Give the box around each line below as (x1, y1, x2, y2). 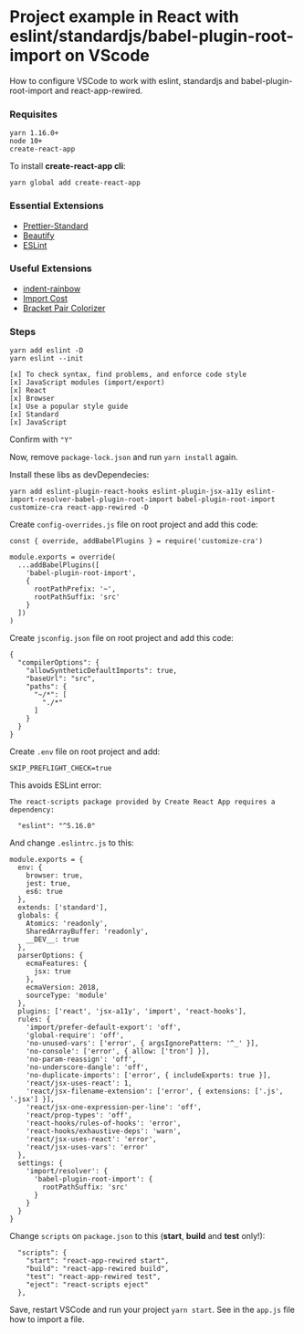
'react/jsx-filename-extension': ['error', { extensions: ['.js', (26, 1087, 284, 1097)
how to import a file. (9, 1314, 85, 1325)
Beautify (22, 230, 55, 241)
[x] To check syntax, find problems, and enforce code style (9, 370, 247, 380)
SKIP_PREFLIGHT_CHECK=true (9, 764, 112, 773)
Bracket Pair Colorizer (22, 302, 106, 313)
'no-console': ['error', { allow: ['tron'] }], (26, 1047, 210, 1056)
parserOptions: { (17, 951, 84, 961)
